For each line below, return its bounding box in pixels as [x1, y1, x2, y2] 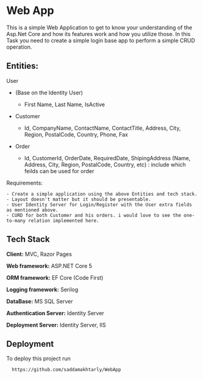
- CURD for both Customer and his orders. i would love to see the [6, 212, 182, 218]
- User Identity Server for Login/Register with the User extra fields [6, 202, 192, 208]
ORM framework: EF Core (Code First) [6, 274, 104, 281]
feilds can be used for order [24, 167, 94, 174]
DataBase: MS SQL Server [6, 297, 73, 305]
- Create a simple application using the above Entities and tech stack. [6, 191, 198, 197]
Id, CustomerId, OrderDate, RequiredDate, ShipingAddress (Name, [24, 154, 191, 161]
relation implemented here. [28, 218, 99, 224]
